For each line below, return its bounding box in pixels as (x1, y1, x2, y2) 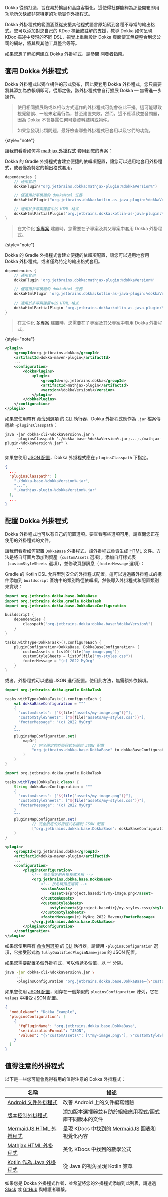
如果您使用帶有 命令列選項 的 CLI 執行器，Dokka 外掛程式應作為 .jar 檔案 (5, 416, 156, 422)
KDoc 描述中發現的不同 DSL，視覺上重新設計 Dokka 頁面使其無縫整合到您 (5, 34, 157, 40)
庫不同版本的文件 (63, 1116, 103, 1123)
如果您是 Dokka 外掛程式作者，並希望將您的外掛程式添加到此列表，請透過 (5, 1180, 156, 1186)
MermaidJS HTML (7, 1125, 51, 1132)
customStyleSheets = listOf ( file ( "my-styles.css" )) (23, 654, 133, 659)
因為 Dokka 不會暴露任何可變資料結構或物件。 (17, 117, 112, 123)
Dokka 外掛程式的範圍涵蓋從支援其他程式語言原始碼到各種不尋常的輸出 (5, 22, 151, 27)
